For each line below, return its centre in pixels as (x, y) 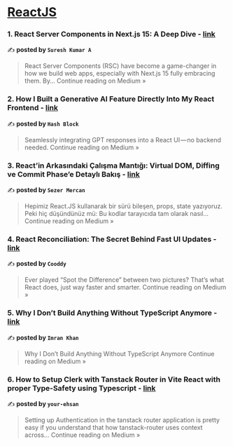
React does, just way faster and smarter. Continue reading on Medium (125, 288)
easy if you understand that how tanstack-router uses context (113, 427)
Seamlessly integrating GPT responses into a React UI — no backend (123, 140)
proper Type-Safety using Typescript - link (82, 388)
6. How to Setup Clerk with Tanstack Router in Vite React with (114, 379)
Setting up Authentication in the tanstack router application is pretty (122, 420)
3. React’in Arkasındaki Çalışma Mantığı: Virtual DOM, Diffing (114, 165)
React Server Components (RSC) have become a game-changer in (120, 66)
